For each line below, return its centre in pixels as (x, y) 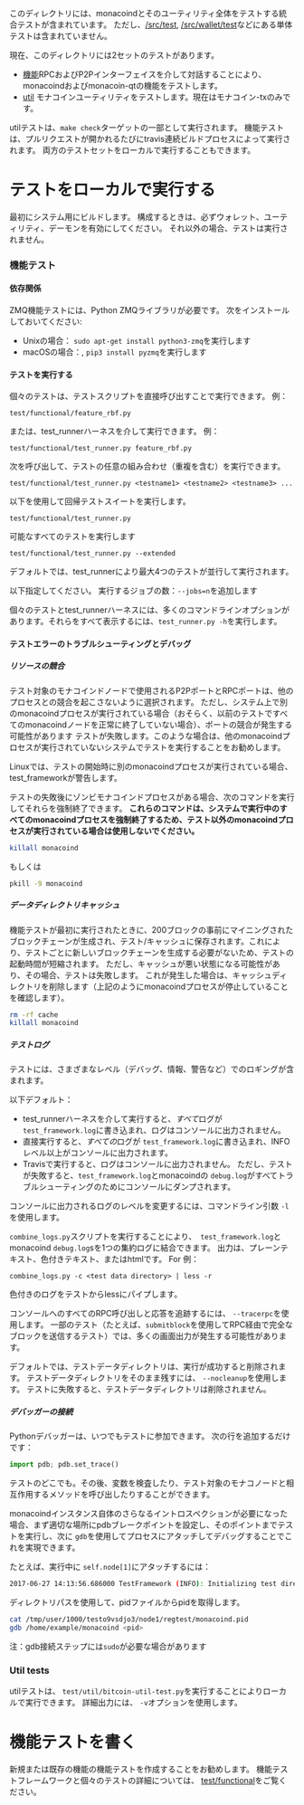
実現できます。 (52, 1548)
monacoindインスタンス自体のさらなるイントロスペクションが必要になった (148, 1514)
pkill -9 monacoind (46, 883)
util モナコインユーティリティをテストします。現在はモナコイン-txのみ (152, 97)
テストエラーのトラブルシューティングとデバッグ (100, 643)
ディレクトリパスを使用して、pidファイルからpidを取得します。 (127, 1602)
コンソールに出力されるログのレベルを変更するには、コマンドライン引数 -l (149, 1206)
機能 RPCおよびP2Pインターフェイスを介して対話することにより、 (144, 74)
